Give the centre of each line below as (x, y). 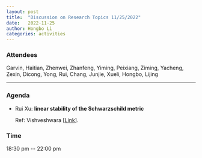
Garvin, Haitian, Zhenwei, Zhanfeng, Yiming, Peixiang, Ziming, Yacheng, (95, 68)
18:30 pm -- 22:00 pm (34, 149)
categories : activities (36, 34)
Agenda (18, 95)
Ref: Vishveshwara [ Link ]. (47, 120)
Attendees (22, 55)
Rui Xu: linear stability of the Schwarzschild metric (79, 108)
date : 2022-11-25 (31, 23)
